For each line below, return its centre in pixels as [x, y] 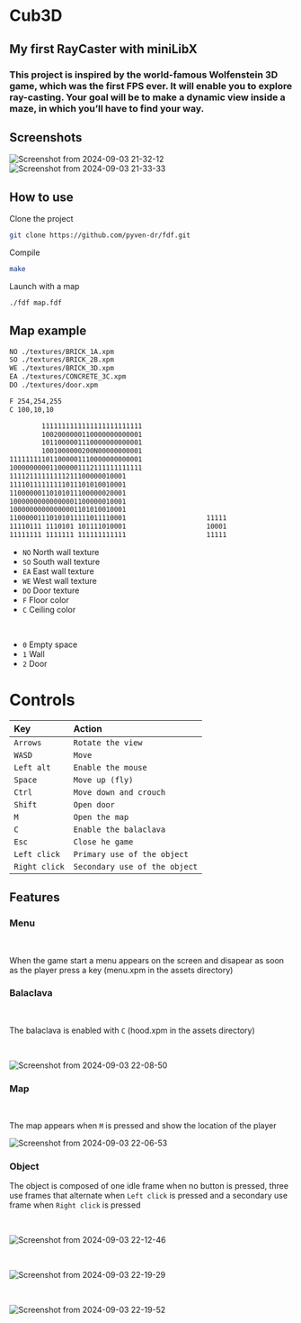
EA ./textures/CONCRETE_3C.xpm [68, 377]
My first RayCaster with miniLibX [103, 49]
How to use [41, 197]
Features [35, 898]
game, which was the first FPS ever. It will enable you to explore [151, 86]
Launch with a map [44, 286]
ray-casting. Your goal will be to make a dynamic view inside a [147, 97]
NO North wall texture [61, 552]
